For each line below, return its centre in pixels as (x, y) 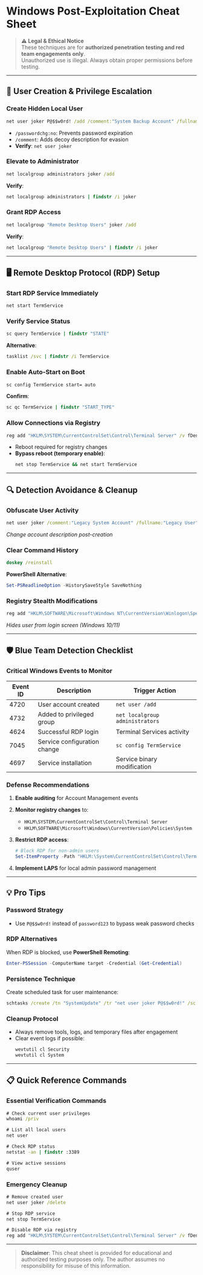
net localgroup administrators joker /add (60, 174)
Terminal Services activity (153, 732)
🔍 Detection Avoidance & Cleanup (72, 490)
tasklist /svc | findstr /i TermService (58, 357)
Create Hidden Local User (45, 109)
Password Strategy (35, 910)
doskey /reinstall (29, 563)
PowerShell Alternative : (37, 574)
